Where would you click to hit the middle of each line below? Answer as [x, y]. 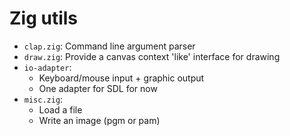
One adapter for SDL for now [98, 88]
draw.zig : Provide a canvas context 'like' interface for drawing [152, 56]
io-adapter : [47, 67]
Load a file [60, 109]
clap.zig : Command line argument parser [109, 46]
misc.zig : [43, 99]
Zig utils [44, 18]
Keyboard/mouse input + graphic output [121, 78]
